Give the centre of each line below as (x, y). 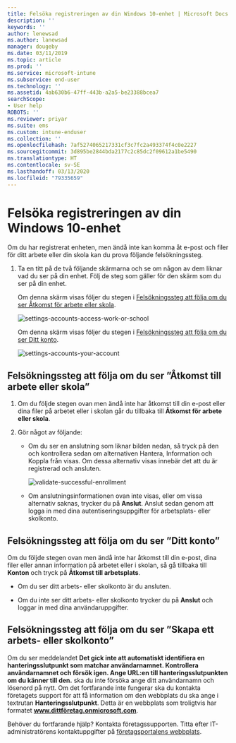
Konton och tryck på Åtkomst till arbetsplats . (74, 573)
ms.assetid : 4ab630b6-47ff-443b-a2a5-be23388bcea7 (83, 93)
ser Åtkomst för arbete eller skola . (67, 305)
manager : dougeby (33, 47)
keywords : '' (26, 27)
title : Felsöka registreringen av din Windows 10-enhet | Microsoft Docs (118, 14)
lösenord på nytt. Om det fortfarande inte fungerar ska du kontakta (104, 688)
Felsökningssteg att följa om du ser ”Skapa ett (111, 630)
